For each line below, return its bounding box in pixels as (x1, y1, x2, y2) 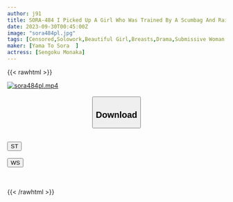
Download (96, 109, 137, 120)
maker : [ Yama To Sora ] (7, 42, 79, 49)
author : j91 (7, 10, 42, 17)
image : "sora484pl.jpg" (7, 29, 76, 37)
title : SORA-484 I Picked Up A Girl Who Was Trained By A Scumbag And (7, 17, 216, 24)
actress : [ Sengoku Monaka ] (7, 49, 85, 56)
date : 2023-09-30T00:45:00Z (7, 23, 89, 30)
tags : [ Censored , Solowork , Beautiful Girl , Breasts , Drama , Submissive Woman (7, 36, 225, 43)
